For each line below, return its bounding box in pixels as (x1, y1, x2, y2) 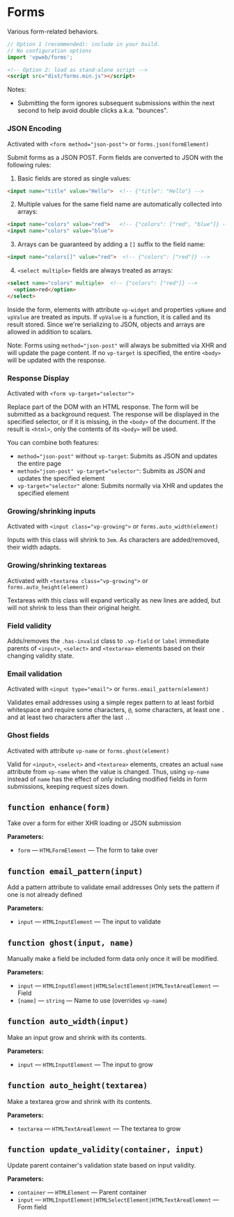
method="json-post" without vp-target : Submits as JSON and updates (17, 452, 218, 460)
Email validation (7, 669, 63, 679)
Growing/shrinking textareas (7, 561, 107, 570)
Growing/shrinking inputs (7, 506, 96, 516)
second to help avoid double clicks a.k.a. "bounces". (17, 106, 169, 115)
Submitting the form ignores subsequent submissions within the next (17, 99, 215, 107)
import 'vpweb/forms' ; (7, 54, 73, 61)
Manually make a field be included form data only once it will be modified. (7, 954, 219, 962)
